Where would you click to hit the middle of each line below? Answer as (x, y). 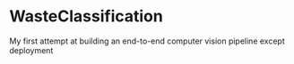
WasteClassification (86, 16)
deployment (31, 50)
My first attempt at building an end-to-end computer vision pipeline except (147, 41)
